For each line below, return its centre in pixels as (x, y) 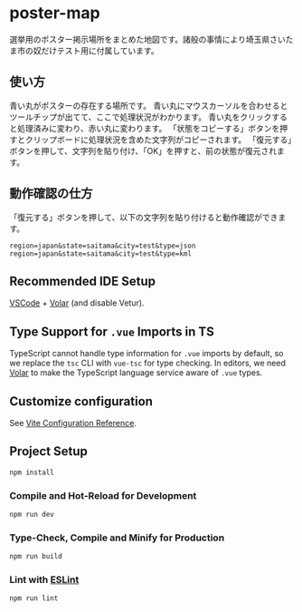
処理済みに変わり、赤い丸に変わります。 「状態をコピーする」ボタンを (148, 128)
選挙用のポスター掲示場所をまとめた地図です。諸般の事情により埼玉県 (140, 39)
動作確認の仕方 (51, 194)
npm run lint (34, 598)
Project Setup (49, 452)
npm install (32, 472)
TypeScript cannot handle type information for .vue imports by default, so (146, 354)
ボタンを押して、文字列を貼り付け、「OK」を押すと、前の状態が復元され (143, 151)
